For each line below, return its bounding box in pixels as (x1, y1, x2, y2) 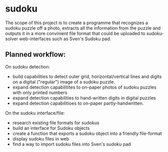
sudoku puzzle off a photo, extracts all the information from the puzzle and (5, 25, 161, 31)
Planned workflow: (5, 50, 66, 59)
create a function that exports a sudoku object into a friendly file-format (12, 130, 162, 136)
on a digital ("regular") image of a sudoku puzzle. (12, 79, 115, 85)
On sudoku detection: (5, 63, 50, 69)
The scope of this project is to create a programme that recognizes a (5, 20, 148, 26)
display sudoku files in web (12, 135, 70, 141)
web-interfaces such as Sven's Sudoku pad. (19, 36, 111, 42)
